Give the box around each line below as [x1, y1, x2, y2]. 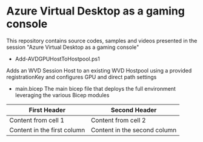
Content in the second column [90, 126, 177, 134]
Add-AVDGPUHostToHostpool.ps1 [15, 55, 100, 62]
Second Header [110, 106, 157, 114]
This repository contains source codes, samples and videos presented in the [6, 37, 198, 44]
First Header [28, 106, 65, 114]
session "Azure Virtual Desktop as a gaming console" [6, 44, 139, 51]
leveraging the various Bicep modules [15, 91, 110, 98]
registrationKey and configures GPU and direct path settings [6, 73, 157, 80]
